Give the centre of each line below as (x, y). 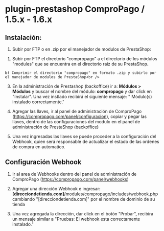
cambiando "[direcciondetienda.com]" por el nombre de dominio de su (83, 199)
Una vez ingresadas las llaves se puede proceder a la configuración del (84, 136)
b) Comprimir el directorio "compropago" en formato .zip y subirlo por (81, 73)
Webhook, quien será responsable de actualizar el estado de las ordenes (86, 141)
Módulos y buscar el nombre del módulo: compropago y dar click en (82, 91)
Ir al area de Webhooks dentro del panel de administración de (74, 174)
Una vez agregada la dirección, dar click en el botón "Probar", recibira (83, 213)
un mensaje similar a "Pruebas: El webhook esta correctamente (76, 219)
